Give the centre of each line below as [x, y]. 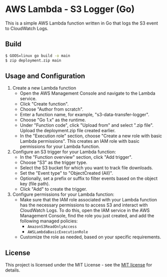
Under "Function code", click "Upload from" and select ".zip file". [87, 125]
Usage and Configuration [45, 76]
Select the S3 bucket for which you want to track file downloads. [86, 168]
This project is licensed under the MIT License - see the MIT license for [79, 265]
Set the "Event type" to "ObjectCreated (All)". [66, 173]
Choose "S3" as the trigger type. [53, 163]
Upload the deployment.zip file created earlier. [68, 131]
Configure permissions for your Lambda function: [63, 194]
